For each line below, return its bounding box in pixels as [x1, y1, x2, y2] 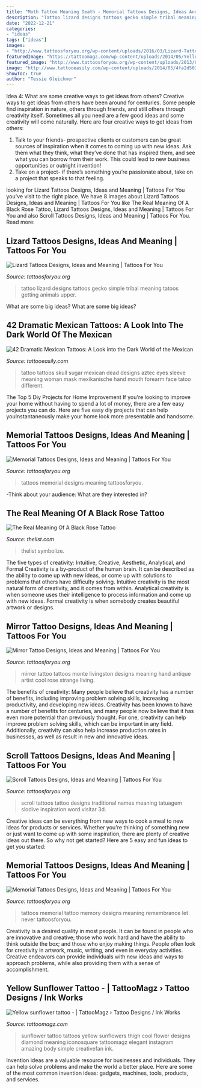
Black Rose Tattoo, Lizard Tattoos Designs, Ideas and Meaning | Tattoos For [6, 206, 194, 213]
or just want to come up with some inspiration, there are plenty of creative [6, 830, 189, 837]
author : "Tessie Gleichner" [6, 76, 77, 82]
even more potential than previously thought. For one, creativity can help [6, 714, 186, 721]
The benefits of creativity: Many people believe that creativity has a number [6, 688, 194, 696]
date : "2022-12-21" [6, 20, 55, 26]
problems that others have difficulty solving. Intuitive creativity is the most [6, 578, 189, 585]
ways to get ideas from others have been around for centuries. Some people [6, 99, 195, 106]
